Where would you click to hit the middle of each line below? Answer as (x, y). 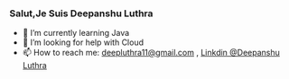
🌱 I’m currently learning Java (76, 33)
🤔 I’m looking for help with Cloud (83, 42)
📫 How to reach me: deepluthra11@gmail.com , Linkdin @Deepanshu (151, 53)
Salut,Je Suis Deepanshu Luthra (81, 13)
